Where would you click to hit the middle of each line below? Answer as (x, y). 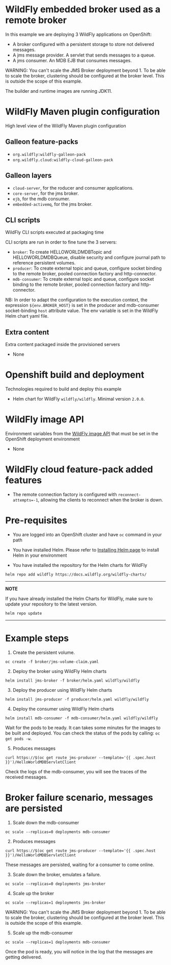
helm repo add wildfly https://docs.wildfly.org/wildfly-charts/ (76, 575)
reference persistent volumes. (44, 263)
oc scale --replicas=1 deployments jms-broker (55, 903)
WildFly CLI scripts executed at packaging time (55, 232)
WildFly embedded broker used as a (83, 9)
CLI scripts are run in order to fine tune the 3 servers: (61, 242)
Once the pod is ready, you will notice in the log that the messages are (79, 951)
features (24, 480)
